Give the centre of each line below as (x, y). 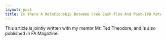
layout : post (19, 10)
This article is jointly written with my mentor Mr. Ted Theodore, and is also (80, 28)
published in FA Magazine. (32, 33)
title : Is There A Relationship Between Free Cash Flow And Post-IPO (78, 14)
